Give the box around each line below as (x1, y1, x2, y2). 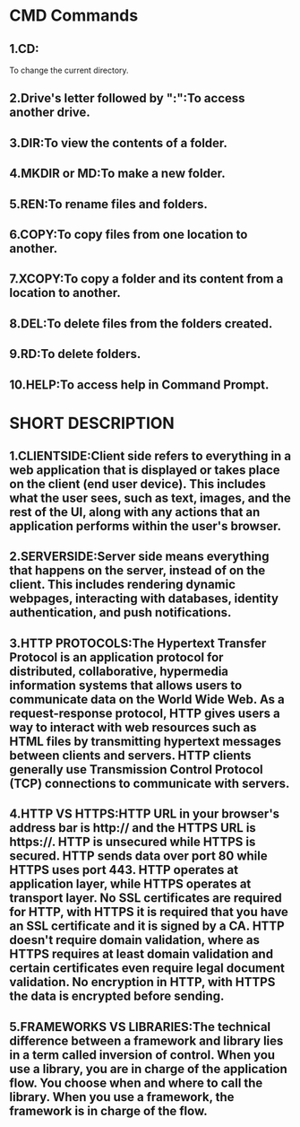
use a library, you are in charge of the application (9, 1061, 288, 1077)
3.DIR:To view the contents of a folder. (9, 135, 228, 151)
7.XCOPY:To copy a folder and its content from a (9, 271, 284, 287)
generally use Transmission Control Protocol (9, 762, 264, 777)
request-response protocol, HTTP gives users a (9, 705, 280, 721)
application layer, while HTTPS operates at (9, 877, 252, 892)
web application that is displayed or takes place (9, 463, 280, 478)
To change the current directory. (9, 65, 129, 75)
